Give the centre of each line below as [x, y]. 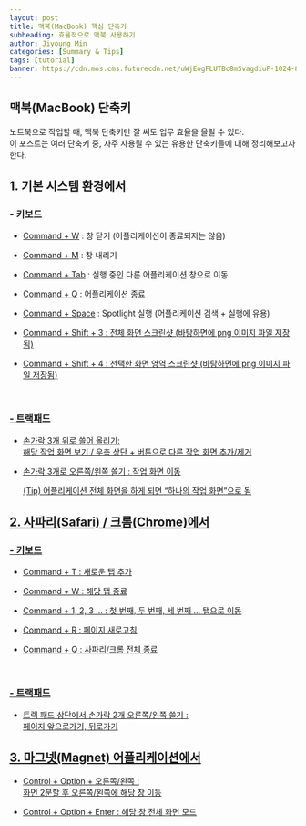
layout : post [34, 18]
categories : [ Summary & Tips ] [67, 52]
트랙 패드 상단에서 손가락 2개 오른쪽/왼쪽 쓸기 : [105, 715]
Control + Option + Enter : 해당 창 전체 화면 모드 [110, 812]
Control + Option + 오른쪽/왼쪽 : [81, 781]
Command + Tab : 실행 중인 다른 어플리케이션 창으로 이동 [125, 275]
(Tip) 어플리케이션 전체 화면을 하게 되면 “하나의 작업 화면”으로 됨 [137, 490]
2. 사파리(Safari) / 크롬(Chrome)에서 [110, 523]
